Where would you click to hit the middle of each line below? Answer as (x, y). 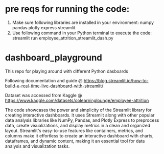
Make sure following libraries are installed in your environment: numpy (83, 22)
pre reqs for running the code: (67, 9)
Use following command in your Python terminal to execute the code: (82, 33)
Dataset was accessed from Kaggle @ (44, 95)
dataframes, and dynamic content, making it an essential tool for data (75, 141)
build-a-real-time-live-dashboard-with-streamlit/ (54, 86)
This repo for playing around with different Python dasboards (67, 71)
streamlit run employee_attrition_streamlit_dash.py (63, 38)
